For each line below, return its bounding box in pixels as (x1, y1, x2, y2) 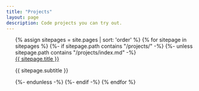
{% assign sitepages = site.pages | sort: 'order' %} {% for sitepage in (14, 37, 187, 44)
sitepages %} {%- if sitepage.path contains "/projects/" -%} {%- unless (14, 43, 193, 50)
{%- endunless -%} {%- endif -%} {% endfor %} (14, 78, 136, 86)
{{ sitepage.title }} (14, 55, 60, 63)
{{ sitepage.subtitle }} (14, 67, 69, 74)
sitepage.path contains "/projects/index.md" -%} (14, 49, 136, 56)
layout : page (6, 14, 39, 20)
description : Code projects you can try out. (6, 20, 122, 26)
